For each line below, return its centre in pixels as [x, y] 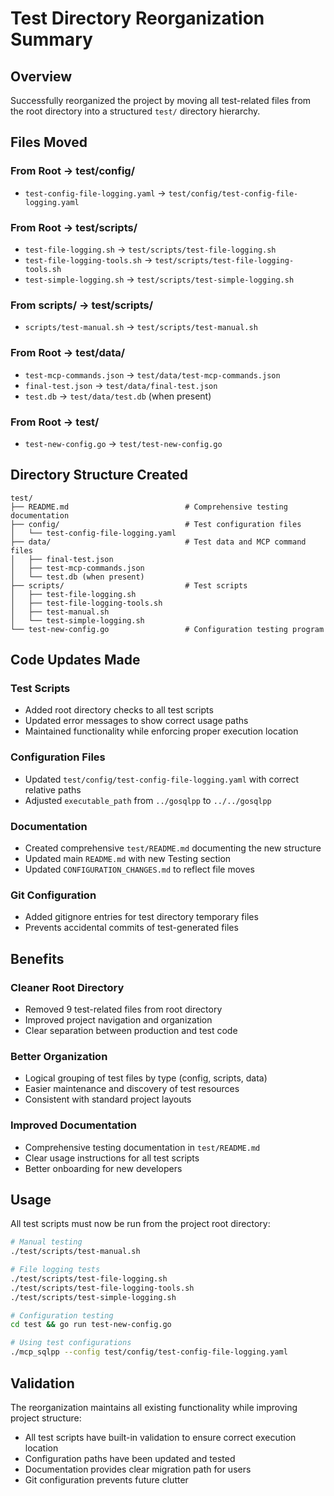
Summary [51, 39]
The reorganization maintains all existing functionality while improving [154, 1407]
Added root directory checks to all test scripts [119, 710]
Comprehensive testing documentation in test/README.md [142, 1147]
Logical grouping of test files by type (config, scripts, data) [146, 1078]
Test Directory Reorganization [137, 18]
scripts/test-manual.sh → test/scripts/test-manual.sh [141, 327]
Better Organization [59, 1056]
